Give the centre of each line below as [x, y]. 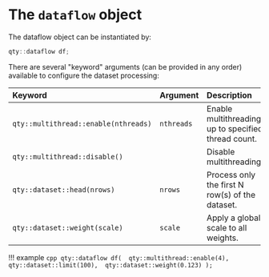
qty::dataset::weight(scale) [68, 227]
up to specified [235, 128]
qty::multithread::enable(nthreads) [82, 123]
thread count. [232, 138]
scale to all [227, 227]
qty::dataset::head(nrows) [64, 189]
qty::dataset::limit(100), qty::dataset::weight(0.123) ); [111, 265]
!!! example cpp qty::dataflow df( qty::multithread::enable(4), [119, 257]
